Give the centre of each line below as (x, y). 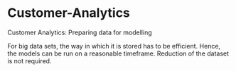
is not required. (29, 60)
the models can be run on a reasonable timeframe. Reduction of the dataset (118, 53)
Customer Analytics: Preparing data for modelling (80, 32)
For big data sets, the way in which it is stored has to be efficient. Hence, (114, 46)
